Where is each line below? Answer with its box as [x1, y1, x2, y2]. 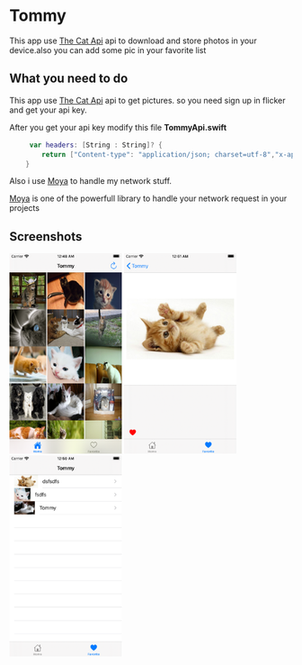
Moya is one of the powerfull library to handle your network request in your [9, 193, 288, 204]
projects [9, 203, 40, 214]
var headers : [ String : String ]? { [29, 141, 164, 150]
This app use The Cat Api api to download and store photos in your [9, 35, 258, 46]
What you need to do [9, 71, 129, 87]
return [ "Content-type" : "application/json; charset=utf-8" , [41, 150, 276, 159]
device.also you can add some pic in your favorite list [9, 44, 207, 55]
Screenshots [9, 229, 83, 244]
